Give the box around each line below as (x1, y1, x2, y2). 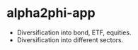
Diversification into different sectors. (16, 35, 124, 44)
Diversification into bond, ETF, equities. (16, 28, 132, 37)
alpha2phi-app (6, 5, 96, 21)
